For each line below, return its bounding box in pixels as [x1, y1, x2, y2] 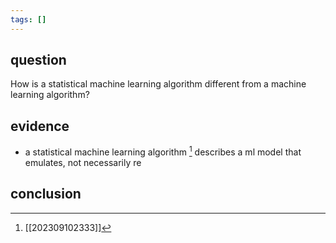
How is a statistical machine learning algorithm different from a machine [10, 78, 307, 90]
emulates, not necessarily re [24, 156, 142, 168]
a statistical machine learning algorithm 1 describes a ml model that [24, 144, 302, 158]
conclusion [10, 186, 82, 203]
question [10, 52, 67, 69]
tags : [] [10, 14, 47, 25]
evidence [10, 117, 70, 135]
